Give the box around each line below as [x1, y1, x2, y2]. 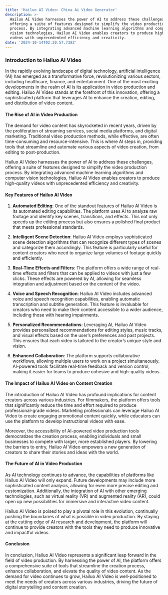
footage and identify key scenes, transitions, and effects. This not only [12, 214, 158, 220]
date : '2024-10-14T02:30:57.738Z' [5, 40, 77, 45]
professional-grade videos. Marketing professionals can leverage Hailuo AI [5, 407, 159, 413]
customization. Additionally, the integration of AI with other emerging [5, 488, 147, 494]
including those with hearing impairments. [12, 312, 99, 318]
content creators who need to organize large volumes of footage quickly [12, 250, 161, 256]
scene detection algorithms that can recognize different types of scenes [12, 239, 161, 245]
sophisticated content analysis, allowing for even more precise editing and [5, 482, 158, 488]
